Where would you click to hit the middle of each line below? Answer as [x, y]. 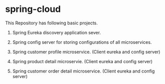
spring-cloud [33, 9]
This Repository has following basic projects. [51, 23]
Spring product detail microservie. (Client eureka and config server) [82, 61]
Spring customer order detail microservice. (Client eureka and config [84, 71]
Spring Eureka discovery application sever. [57, 32]
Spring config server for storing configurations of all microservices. [82, 42]
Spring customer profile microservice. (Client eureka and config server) [86, 52]
